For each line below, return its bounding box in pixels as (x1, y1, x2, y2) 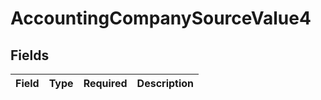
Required (83, 77, 128, 90)
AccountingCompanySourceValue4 (10, 7, 312, 30)
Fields (10, 47, 50, 64)
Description (136, 77, 195, 90)
